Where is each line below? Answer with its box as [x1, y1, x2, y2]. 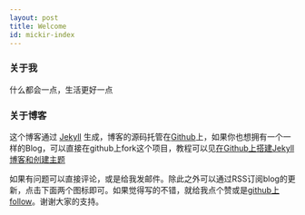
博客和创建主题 [9, 153, 65, 164]
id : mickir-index [9, 30, 75, 39]
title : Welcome [9, 22, 67, 31]
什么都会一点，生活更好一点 [9, 83, 113, 95]
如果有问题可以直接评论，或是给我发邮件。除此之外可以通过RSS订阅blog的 [9, 173, 288, 184]
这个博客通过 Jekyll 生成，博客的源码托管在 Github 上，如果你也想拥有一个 [9, 131, 283, 142]
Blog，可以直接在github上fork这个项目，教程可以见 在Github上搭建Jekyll [25, 142, 295, 153]
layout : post [9, 13, 59, 23]
